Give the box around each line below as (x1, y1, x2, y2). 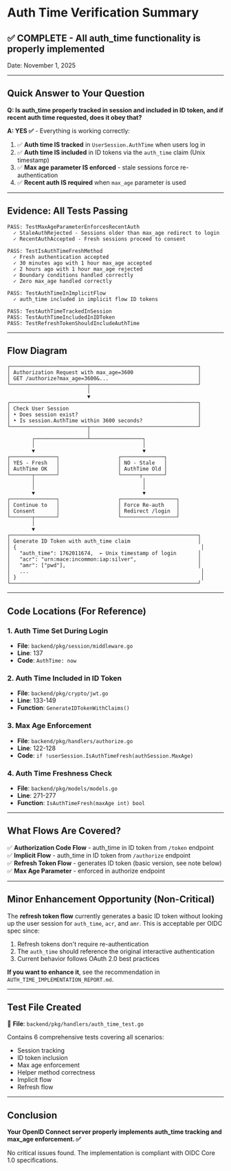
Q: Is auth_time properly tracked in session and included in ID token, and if (7, 105, 223, 114)
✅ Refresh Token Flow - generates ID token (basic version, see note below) (7, 859, 222, 867)
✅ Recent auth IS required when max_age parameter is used (16, 178, 186, 187)
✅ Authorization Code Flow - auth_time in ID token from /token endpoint (7, 843, 214, 851)
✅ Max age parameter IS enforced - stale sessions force (16, 163, 179, 172)
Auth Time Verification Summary (7, 5, 199, 21)
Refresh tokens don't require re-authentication (16, 940, 149, 948)
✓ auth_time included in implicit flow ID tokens (13, 296, 158, 302)
